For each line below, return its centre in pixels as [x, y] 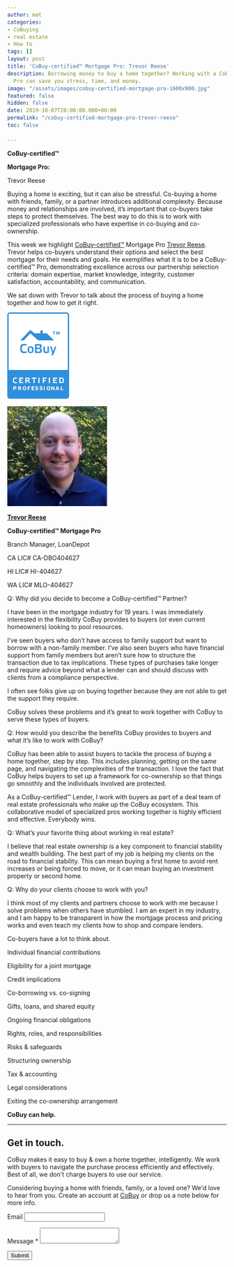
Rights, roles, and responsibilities [55, 1033]
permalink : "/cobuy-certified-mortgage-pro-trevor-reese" [93, 118]
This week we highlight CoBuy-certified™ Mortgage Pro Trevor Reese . [107, 244]
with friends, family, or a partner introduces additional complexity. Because [115, 201]
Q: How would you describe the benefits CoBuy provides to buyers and [109, 732]
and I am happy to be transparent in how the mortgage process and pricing [115, 917]
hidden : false [28, 103]
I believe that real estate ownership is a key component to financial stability [115, 846]
